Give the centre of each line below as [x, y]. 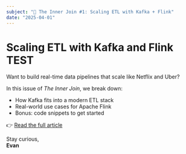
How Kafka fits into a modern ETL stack [64, 100]
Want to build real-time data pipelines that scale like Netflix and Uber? [93, 77]
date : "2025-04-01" [31, 18]
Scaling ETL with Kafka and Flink [90, 47]
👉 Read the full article [34, 125]
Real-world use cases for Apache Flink [63, 107]
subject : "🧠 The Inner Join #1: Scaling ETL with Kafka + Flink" [90, 12]
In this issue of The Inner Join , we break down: [64, 89]
